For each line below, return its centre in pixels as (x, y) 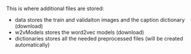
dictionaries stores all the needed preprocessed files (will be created (99, 38)
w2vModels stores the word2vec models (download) (79, 32)
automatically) (32, 45)
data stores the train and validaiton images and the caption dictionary (100, 20)
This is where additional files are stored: (55, 9)
